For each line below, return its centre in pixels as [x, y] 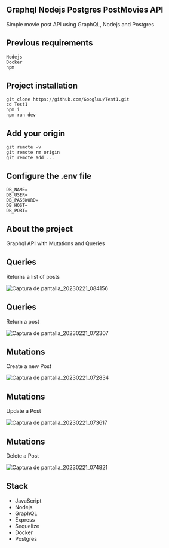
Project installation [42, 86]
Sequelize [27, 526]
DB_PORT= [17, 211]
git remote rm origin [33, 153]
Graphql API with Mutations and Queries [56, 243]
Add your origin [36, 133]
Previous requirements [50, 43]
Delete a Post [23, 456]
